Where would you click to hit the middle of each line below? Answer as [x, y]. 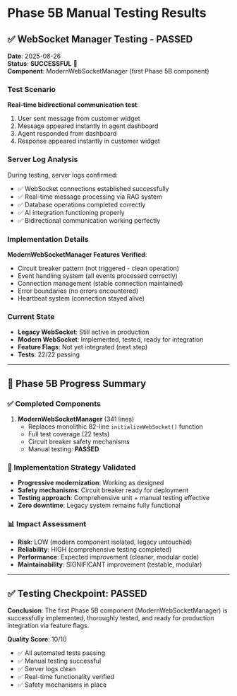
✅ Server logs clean [47, 669]
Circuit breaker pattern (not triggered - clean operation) [98, 268]
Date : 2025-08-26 [34, 56]
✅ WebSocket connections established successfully [93, 188]
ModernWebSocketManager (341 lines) [76, 419]
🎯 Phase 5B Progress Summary [77, 383]
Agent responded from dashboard [67, 134]
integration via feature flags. [48, 626]
